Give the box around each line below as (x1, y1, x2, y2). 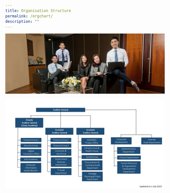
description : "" (5, 19, 39, 24)
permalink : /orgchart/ (5, 13, 53, 19)
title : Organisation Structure (5, 8, 71, 13)
